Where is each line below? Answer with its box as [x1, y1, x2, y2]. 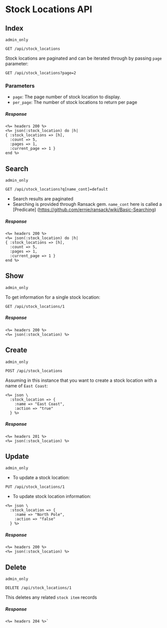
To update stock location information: [12, 493, 92, 500]
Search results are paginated [12, 196, 74, 202]
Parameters [5, 82, 35, 89]
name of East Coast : [5, 382, 48, 388]
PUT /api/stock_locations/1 [5, 484, 65, 490]
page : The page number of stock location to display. [12, 94, 121, 100]
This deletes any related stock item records [5, 594, 97, 600]
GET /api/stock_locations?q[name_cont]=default [5, 187, 108, 192]
